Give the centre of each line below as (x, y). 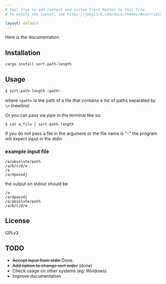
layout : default (22, 23)
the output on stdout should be (37, 184)
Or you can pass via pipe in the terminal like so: (53, 115)
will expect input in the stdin (34, 138)
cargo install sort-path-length (38, 64)
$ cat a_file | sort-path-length (40, 124)
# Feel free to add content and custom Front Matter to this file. (76, 10)
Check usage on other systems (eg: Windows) (60, 271)
